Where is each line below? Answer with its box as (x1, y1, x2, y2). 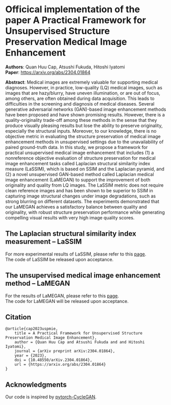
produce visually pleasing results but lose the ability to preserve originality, (5, 122, 163, 129)
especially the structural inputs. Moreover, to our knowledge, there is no (5, 128, 157, 134)
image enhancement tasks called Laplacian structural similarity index (5, 160, 151, 166)
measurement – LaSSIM (5, 237, 82, 246)
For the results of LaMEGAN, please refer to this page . (5, 292, 119, 299)
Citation (5, 313, 32, 321)
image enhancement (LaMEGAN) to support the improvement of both (5, 176, 151, 183)
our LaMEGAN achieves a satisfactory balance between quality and (5, 204, 147, 210)
